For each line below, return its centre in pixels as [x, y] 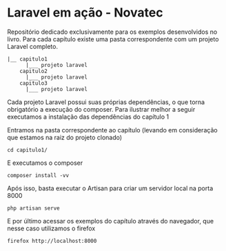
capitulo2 [34, 71]
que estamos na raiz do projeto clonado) [65, 137]
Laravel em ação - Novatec [85, 13]
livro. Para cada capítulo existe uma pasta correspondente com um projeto [113, 39]
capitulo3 [34, 83]
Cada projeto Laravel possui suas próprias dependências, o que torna [106, 102]
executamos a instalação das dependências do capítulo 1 [88, 117]
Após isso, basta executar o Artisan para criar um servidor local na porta [110, 188]
